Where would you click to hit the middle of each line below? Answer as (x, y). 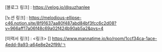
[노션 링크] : (16, 18)
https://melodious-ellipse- (55, 18)
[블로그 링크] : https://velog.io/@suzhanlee (48, 7)
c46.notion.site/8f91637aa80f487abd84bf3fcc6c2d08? (61, 23)
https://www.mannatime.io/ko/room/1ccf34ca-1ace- (104, 39)
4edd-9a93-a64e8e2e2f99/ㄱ (36, 45)
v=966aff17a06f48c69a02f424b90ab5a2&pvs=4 (54, 28)
